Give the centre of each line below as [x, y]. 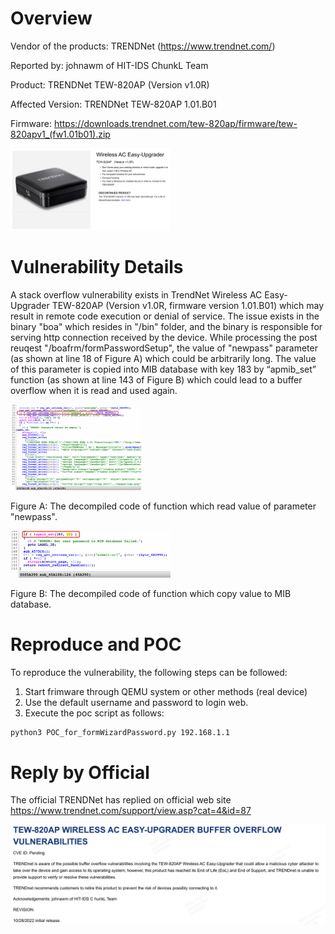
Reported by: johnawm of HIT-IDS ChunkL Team [109, 65]
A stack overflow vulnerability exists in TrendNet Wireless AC [136, 295]
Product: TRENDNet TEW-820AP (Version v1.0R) [110, 84]
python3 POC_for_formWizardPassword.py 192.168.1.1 [120, 732]
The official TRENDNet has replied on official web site [121, 800]
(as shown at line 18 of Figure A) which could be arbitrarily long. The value [163, 359]
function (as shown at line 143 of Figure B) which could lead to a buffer [156, 380]
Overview [51, 18]
